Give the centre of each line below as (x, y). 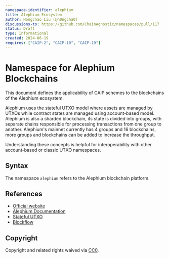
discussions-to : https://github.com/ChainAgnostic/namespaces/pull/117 (82, 24)
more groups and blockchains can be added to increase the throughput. (80, 135)
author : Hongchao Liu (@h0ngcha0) (42, 19)
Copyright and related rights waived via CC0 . (52, 250)
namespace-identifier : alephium (39, 10)
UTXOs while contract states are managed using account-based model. (80, 113)
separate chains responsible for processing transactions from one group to (83, 124)
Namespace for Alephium (60, 68)
